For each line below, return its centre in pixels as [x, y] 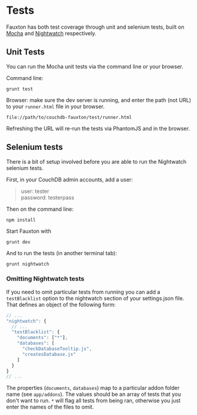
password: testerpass [47, 197]
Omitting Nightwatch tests [45, 279]
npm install [21, 220]
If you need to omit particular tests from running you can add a [83, 292]
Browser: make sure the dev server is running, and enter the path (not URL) [99, 100]
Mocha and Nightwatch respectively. [51, 33]
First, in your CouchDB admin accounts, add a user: [70, 179]
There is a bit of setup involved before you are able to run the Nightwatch [96, 161]
